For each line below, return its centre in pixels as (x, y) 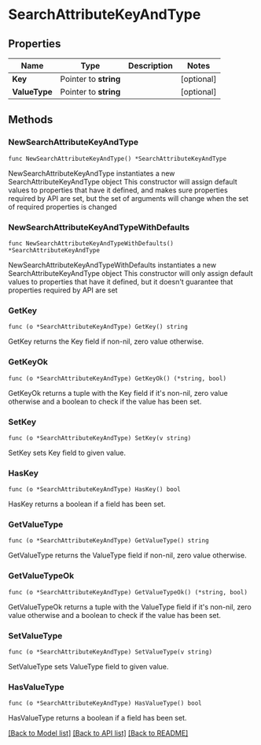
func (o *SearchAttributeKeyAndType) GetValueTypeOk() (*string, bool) (128, 592)
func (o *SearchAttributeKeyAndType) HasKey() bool (94, 490)
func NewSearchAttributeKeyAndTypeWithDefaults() (91, 243)
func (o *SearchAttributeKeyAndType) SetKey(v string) (100, 438)
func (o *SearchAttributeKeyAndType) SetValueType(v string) (110, 652)
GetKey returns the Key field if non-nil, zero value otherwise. (106, 341)
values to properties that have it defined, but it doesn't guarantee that (121, 281)
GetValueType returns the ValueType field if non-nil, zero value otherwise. (127, 555)
